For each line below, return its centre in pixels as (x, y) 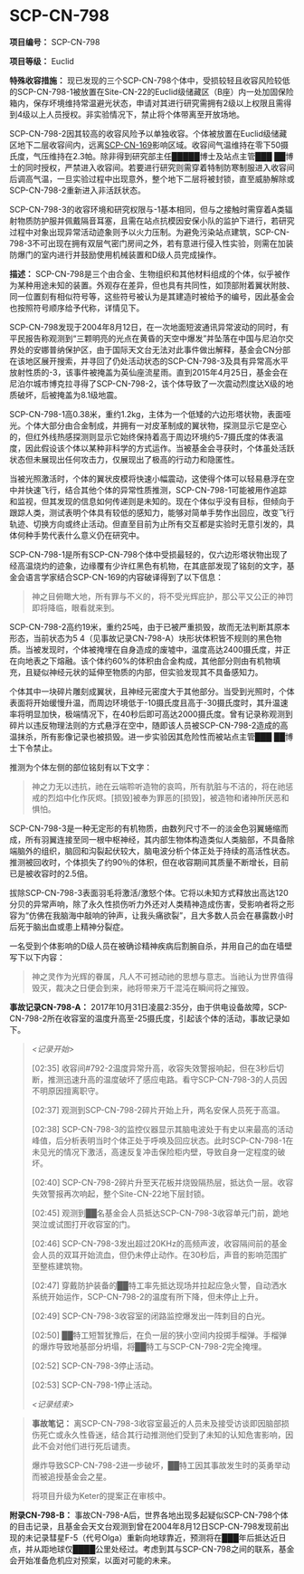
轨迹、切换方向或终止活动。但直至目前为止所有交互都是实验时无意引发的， (148, 524)
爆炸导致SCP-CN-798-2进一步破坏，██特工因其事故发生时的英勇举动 (161, 1465)
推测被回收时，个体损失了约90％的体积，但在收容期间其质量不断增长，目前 (149, 862)
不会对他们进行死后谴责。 (87, 1445)
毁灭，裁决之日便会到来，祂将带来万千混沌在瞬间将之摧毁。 (142, 987)
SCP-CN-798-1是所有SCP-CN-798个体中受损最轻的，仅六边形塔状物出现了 (149, 554)
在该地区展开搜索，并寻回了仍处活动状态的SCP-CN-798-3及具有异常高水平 (149, 361)
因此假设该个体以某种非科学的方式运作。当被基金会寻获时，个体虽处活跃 (160, 448)
